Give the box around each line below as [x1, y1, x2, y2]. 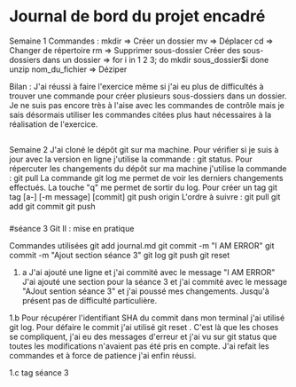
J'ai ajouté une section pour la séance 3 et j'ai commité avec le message [21, 277, 288, 288]
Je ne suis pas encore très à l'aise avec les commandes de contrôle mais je [9, 99, 285, 110]
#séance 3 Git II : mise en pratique [9, 224, 135, 234]
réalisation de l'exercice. [9, 118, 98, 130]
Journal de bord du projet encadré [9, 6, 266, 27]
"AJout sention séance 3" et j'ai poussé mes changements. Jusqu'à [21, 286, 270, 296]
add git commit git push [9, 201, 96, 212]
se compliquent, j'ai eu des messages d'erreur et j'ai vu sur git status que [9, 331, 277, 343]
